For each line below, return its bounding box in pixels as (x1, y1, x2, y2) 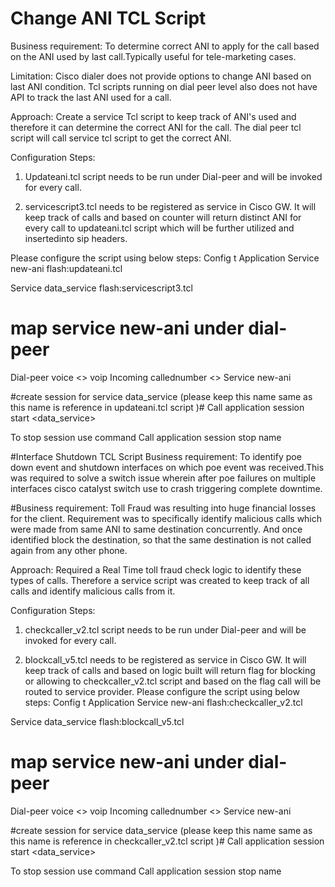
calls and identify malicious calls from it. (10, 585, 176, 597)
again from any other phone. (10, 544, 128, 556)
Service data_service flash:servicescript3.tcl (10, 282, 193, 294)
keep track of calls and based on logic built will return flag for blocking (24, 664, 316, 676)
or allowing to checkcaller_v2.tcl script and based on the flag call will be (24, 675, 322, 687)
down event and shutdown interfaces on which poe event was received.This (10, 461, 325, 473)
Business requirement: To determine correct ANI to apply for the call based (10, 40, 320, 52)
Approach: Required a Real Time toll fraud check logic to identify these (10, 563, 302, 576)
